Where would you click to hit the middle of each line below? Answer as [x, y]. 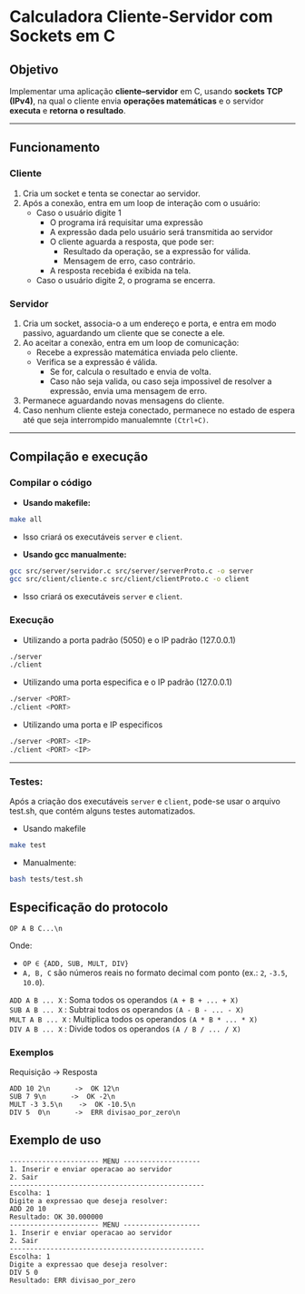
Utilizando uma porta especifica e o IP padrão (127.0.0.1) [128, 682]
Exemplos [32, 1052]
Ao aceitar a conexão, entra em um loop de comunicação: [131, 342]
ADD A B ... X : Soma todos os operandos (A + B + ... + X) [124, 1000]
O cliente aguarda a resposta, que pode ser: [132, 242]
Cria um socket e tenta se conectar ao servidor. [112, 193]
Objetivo [34, 69]
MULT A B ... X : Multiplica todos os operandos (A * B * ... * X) [134, 1019]
